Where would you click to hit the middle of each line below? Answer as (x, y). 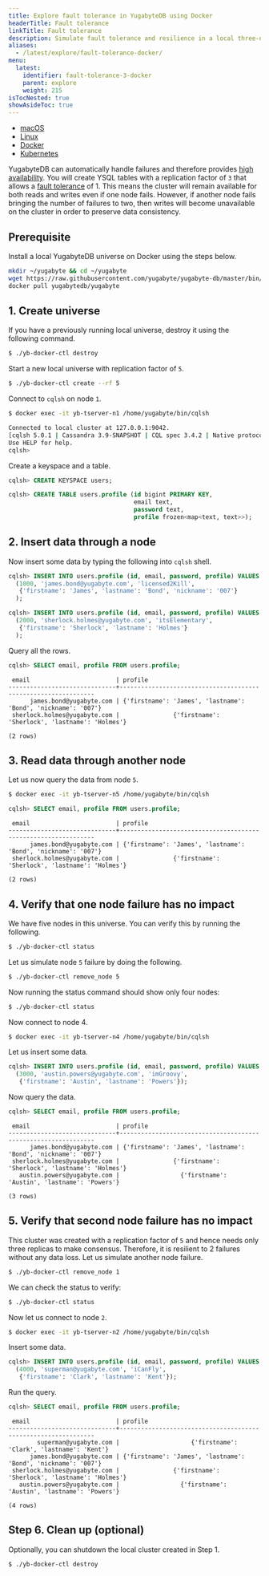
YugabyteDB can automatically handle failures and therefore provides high (131, 169)
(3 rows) (23, 1196)
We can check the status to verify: (65, 1287)
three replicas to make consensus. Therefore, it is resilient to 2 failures (124, 1249)
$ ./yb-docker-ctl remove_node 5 (64, 976)
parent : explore (50, 83)
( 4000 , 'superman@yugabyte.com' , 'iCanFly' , (91, 1369)
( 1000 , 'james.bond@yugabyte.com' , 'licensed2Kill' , (105, 583)
